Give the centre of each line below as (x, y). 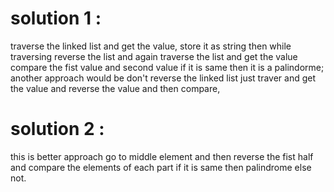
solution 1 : (56, 18)
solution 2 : (57, 129)
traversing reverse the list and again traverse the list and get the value (154, 56)
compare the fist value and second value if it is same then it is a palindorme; (167, 67)
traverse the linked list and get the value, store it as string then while (151, 46)
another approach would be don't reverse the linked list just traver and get (163, 78)
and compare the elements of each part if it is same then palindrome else (161, 167)
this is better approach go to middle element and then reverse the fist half (162, 156)
